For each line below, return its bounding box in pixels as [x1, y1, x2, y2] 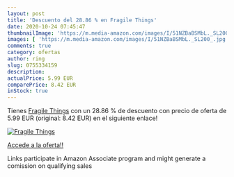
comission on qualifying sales [7, 162, 93, 170]
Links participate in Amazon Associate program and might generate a [7, 154, 206, 163]
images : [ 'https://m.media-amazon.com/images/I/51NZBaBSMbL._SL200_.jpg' [7, 36, 229, 43]
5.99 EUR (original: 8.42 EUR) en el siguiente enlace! [7, 114, 158, 122]
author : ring [7, 56, 45, 62]
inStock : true [7, 87, 49, 94]
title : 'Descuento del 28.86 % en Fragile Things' [7, 17, 157, 24]
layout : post [7, 10, 45, 17]
